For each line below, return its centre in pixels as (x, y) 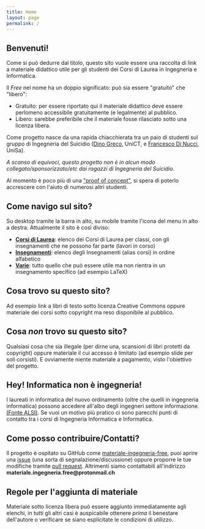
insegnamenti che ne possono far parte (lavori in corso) (85, 246)
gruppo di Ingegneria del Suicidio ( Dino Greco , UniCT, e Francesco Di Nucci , (103, 144)
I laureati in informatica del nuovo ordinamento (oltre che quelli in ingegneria (102, 400)
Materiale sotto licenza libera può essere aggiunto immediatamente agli (96, 507)
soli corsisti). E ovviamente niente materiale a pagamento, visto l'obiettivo (99, 359)
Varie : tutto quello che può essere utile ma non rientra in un (90, 265)
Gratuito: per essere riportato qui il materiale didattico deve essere (99, 106)
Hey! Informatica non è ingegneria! (74, 385)
